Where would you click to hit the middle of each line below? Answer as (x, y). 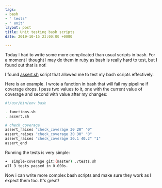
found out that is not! (26, 65)
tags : (10, 9)
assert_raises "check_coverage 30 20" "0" (49, 130)
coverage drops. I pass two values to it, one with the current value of (74, 89)
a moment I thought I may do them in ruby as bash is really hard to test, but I (81, 60)
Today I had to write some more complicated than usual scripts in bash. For (80, 54)
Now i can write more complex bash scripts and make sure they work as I (78, 175)
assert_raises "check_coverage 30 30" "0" (49, 134)
